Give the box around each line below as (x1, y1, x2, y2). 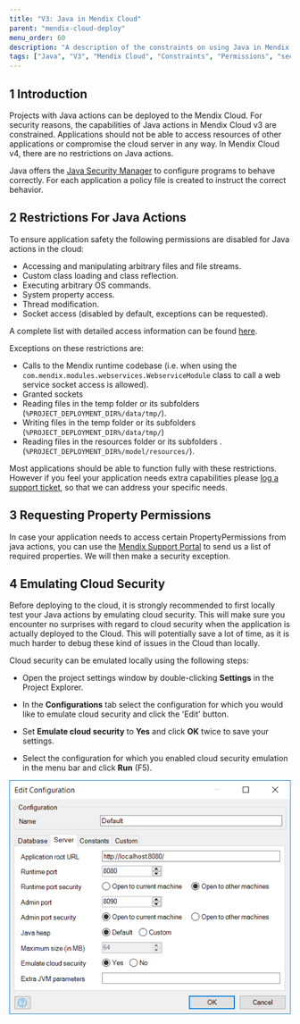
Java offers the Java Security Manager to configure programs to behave (9, 165, 276, 176)
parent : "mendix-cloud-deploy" (9, 23, 126, 33)
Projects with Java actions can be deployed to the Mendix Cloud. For (9, 110, 262, 121)
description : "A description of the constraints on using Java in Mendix (9, 43, 290, 52)
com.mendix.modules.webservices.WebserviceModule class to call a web (21, 369, 281, 380)
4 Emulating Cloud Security (9, 576, 165, 592)
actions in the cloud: (9, 243, 85, 254)
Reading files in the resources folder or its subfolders (21, 436, 218, 447)
